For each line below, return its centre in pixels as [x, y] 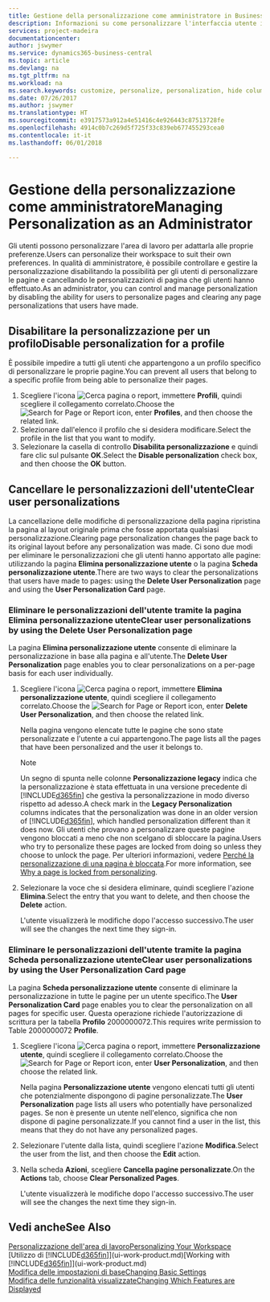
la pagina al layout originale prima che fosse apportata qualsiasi [114, 530]
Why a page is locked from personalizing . [89, 872]
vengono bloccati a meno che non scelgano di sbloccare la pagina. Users [141, 838]
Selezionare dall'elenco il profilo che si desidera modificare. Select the [135, 430]
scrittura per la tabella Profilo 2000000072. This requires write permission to [135, 1022]
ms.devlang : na [34, 68]
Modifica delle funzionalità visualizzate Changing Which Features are [122, 1281]
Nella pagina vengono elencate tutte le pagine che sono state [121, 730]
